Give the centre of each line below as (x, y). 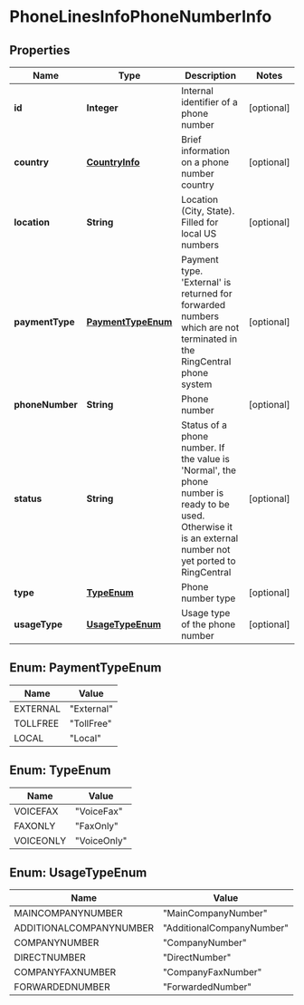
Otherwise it (207, 527)
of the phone (208, 624)
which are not (210, 328)
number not (205, 550)
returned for (206, 294)
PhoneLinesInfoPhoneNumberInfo (141, 17)
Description (211, 76)
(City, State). (208, 211)
